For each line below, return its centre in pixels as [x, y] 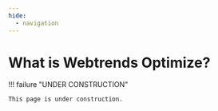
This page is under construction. [66, 99]
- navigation [37, 23]
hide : [17, 16]
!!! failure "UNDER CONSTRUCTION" [68, 85]
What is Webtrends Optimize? [109, 63]
